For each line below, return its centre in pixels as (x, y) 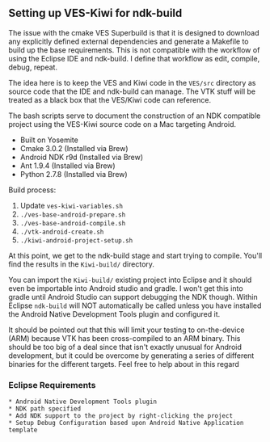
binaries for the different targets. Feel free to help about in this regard (124, 364)
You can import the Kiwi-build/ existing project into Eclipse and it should (130, 280)
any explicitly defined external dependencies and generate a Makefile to (129, 41)
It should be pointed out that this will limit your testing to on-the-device (127, 330)
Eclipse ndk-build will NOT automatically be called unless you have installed (135, 305)
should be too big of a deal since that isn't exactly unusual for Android (125, 347)
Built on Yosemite (49, 140)
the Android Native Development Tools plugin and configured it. (114, 314)
